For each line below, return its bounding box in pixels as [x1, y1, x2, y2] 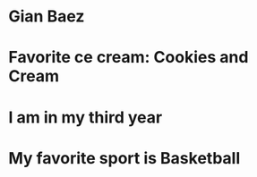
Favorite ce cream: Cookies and [8, 47, 249, 68]
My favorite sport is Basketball [8, 147, 241, 168]
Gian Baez [8, 6, 85, 27]
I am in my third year [8, 107, 163, 127]
